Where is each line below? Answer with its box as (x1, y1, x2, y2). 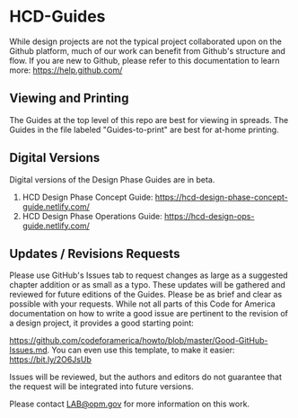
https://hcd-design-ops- (164, 210, 255, 221)
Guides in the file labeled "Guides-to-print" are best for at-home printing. (9, 124, 280, 135)
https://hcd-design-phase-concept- (154, 191, 289, 202)
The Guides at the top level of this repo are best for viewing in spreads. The (9, 114, 289, 125)
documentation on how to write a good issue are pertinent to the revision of (9, 308, 289, 319)
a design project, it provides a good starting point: (9, 317, 195, 329)
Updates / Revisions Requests (9, 245, 180, 262)
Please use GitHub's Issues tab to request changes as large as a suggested (9, 270, 289, 280)
